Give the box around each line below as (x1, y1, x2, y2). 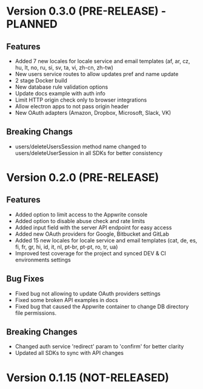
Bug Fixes (6, 274, 44, 284)
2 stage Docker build (15, 77, 68, 84)
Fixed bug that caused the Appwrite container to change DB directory (15, 303, 189, 310)
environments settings (15, 256, 71, 263)
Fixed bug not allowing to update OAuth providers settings (15, 290, 161, 297)
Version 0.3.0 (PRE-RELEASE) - (6, 4, 167, 18)
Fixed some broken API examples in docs (15, 296, 118, 303)
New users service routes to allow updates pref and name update (15, 71, 179, 77)
